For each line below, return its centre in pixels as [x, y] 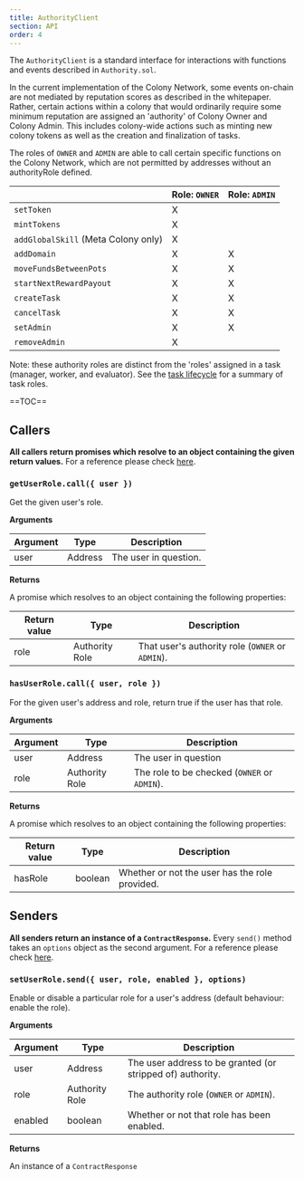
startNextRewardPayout [62, 283]
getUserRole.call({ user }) [71, 484]
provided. [139, 884]
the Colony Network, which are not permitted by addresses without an [140, 163]
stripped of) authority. [174, 1074]
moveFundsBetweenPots [60, 269]
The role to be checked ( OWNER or [204, 772]
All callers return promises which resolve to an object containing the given [152, 452]
